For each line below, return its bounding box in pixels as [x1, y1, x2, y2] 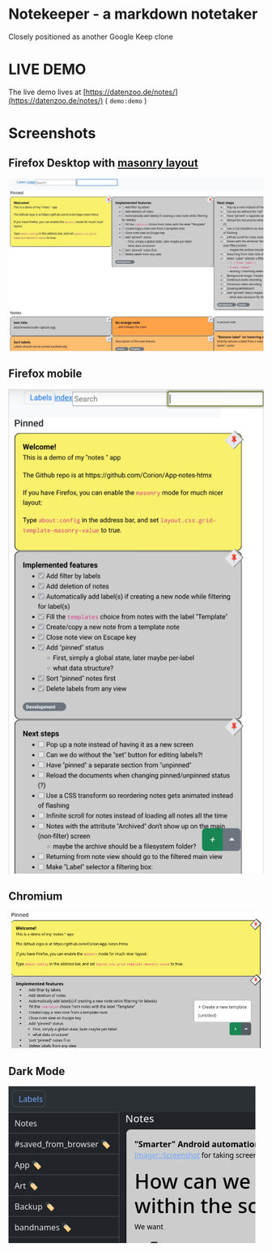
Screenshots [8, 124, 96, 143]
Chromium [8, 889, 63, 903]
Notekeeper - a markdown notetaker [8, 5, 258, 24]
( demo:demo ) [104, 95, 147, 106]
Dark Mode [8, 1064, 66, 1078]
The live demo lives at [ [8, 87, 87, 97]
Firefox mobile [8, 367, 83, 381]
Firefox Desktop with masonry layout [8, 156, 198, 171]
